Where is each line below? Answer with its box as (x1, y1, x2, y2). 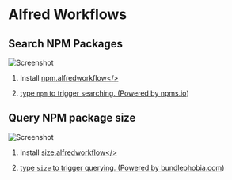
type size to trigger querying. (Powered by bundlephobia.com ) (19, 163, 225, 172)
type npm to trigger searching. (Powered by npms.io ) (19, 88, 189, 98)
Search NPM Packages (8, 37, 124, 51)
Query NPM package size (8, 111, 136, 125)
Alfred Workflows (8, 6, 127, 24)
